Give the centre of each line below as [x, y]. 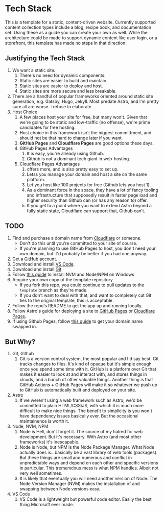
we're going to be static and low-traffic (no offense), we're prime [85, 122]
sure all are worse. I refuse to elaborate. [52, 106]
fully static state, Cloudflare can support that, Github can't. [86, 211]
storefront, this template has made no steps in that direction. [66, 43]
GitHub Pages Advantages [46, 148]
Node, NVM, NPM [30, 426]
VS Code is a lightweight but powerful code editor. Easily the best [85, 499]
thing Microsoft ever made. [47, 505]
